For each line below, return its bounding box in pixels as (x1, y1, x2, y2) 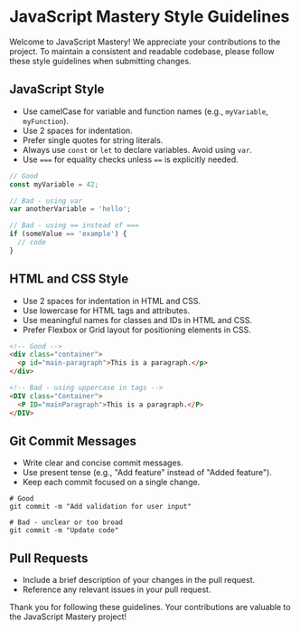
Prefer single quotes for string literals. (22, 134, 164, 146)
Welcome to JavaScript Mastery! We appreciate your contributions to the (9, 36, 281, 47)
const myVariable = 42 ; (9, 179, 99, 189)
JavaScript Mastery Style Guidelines (9, 6, 290, 27)
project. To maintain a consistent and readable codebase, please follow (9, 45, 276, 56)
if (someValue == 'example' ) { (9, 229, 127, 239)
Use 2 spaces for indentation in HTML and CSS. (22, 295, 202, 306)
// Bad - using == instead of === (9, 221, 140, 230)
